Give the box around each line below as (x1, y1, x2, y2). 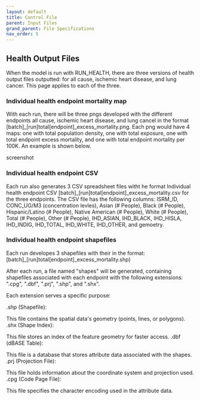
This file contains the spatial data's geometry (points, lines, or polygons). (6, 315, 186, 322)
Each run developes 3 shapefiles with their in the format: (6, 249, 145, 257)
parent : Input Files (6, 20, 58, 26)
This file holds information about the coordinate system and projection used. (6, 369, 194, 376)
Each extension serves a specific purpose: (6, 291, 111, 299)
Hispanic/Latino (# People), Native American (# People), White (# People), (6, 208, 189, 215)
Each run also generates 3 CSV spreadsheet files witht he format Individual (6, 182, 191, 190)
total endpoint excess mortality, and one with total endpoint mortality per (6, 136, 185, 143)
